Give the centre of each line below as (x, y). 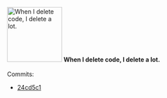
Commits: (21, 74)
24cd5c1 (29, 87)
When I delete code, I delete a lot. (112, 60)
